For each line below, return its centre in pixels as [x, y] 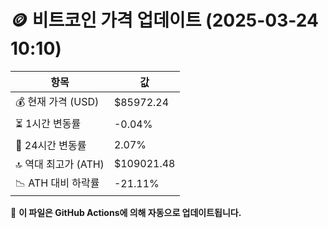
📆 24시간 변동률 [51, 145]
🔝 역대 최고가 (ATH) [60, 164]
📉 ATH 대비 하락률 [57, 183]
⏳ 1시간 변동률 [48, 123]
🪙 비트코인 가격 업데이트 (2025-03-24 [164, 20]
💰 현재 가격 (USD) [57, 101]
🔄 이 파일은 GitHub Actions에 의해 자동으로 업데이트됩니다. [126, 212]
